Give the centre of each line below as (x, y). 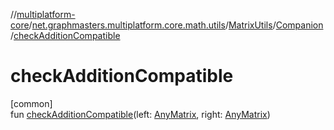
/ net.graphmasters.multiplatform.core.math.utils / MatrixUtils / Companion (176, 25)
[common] (31, 103)
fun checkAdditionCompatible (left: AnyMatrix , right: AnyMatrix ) (140, 114)
